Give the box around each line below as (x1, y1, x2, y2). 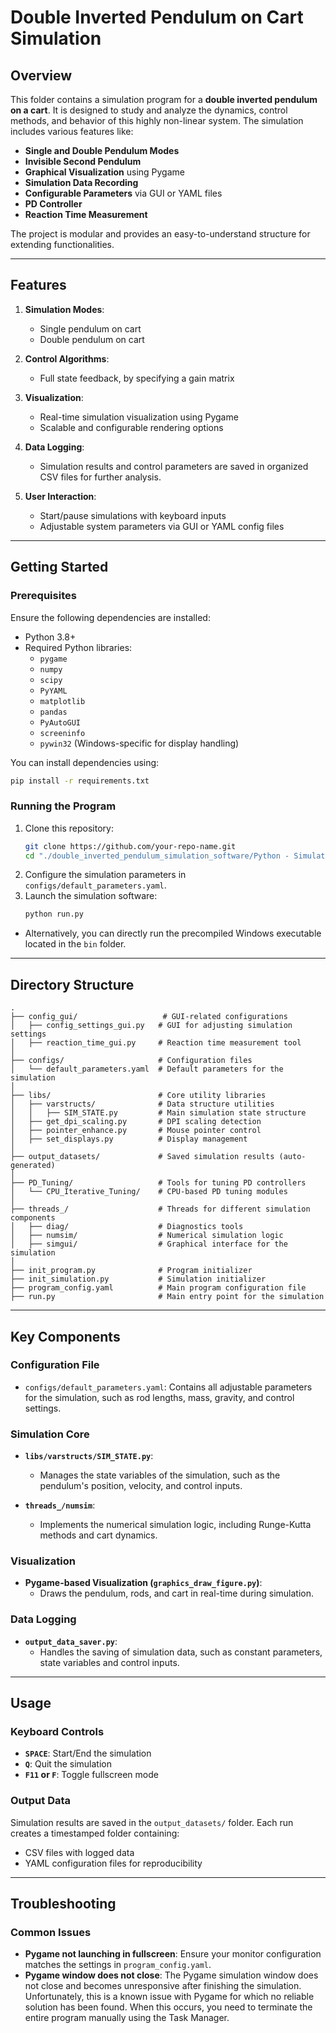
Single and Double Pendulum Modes (24, 145, 180, 156)
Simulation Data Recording (24, 177, 139, 188)
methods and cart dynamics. (39, 1529, 158, 1541)
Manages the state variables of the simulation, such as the (39, 1469, 281, 1481)
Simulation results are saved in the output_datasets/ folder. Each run (10, 1816, 294, 1828)
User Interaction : (24, 490, 97, 502)
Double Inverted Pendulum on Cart (10, 6, 304, 29)
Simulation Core (10, 1427, 90, 1441)
